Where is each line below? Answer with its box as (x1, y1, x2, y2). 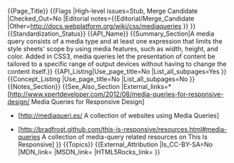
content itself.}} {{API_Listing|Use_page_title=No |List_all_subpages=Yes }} (7, 68, 227, 75)
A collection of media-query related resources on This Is (41, 132, 208, 141)
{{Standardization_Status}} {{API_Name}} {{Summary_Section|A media (7, 29, 215, 38)
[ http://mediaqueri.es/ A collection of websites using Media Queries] (17, 111, 220, 120)
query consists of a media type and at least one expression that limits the (7, 37, 223, 46)
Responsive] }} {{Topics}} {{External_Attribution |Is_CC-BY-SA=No (17, 140, 213, 149)
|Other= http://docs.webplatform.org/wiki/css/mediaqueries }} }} (7, 22, 196, 30)
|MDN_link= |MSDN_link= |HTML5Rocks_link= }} (17, 148, 161, 156)
